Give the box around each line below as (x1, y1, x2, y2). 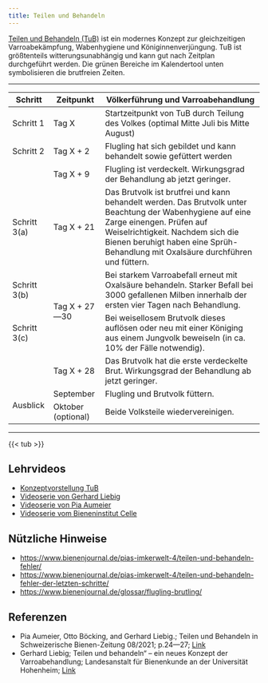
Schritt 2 (12, 145, 45, 157)
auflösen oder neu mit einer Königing (104, 322, 243, 333)
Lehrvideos (8, 463, 66, 476)
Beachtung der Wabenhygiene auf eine (104, 206, 251, 217)
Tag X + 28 (53, 365, 96, 376)
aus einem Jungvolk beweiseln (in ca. (104, 332, 246, 343)
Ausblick (12, 399, 45, 411)
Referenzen (8, 610, 68, 624)
